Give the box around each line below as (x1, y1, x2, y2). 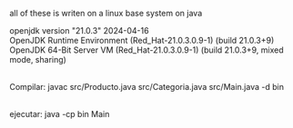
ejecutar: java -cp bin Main (9, 109, 110, 119)
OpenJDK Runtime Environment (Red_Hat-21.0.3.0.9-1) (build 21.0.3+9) (9, 35, 275, 45)
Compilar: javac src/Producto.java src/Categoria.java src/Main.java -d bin (9, 82, 285, 92)
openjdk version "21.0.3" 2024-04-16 (9, 25, 149, 35)
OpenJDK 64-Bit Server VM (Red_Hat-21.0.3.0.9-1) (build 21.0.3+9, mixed (9, 44, 284, 55)
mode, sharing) (9, 54, 66, 64)
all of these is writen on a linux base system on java (9, 8, 203, 18)
